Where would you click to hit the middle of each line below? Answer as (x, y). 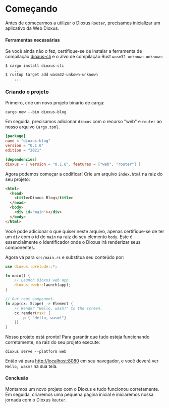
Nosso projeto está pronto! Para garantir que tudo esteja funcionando (77, 337)
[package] (16, 136)
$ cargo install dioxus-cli (35, 66)
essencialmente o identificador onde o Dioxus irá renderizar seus (73, 242)
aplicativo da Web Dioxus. (32, 28)
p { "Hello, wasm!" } (45, 318)
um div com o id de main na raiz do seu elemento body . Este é (69, 237)
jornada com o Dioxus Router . (36, 400)
